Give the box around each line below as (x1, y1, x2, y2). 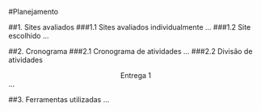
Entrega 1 (120, 71, 152, 80)
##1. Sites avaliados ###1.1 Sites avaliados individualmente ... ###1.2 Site (8, 23, 251, 31)
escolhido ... (8, 31, 50, 40)
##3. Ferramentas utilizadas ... (8, 95, 110, 104)
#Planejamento (8, 7, 59, 16)
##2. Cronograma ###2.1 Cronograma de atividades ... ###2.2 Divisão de (8, 47, 253, 55)
